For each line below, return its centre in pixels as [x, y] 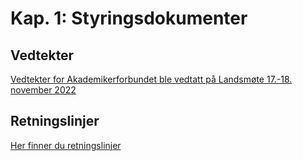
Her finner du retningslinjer [66, 145]
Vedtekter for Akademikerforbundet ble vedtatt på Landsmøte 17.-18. [151, 79]
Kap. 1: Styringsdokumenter [129, 18]
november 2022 [43, 90]
